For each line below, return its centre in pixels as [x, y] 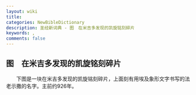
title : [14, 17]
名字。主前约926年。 [51, 86]
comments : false [26, 38]
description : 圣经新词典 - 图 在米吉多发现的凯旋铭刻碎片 [71, 28]
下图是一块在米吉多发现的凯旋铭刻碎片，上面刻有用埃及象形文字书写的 [100, 79]
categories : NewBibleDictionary [45, 22]
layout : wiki [22, 11]
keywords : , [20, 33]
